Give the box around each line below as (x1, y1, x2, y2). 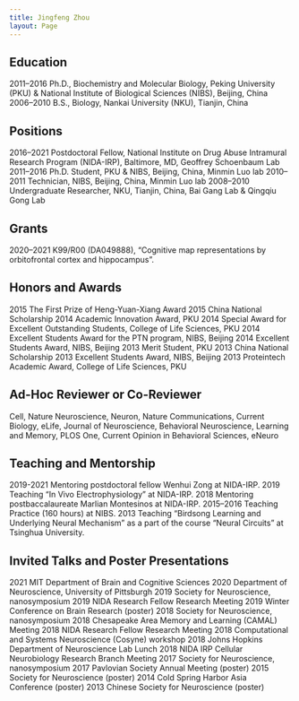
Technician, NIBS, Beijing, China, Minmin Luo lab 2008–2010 (27, 176, 251, 186)
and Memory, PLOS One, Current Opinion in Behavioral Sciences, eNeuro (9, 429, 279, 440)
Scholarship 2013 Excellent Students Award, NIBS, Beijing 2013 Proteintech (9, 351, 286, 362)
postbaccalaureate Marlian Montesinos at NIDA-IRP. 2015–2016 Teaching (9, 498, 279, 509)
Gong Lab (9, 195, 46, 206)
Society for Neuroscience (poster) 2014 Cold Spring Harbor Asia (9, 672, 248, 683)
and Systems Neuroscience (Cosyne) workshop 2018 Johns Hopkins (9, 634, 263, 645)
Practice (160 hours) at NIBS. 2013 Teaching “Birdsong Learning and (9, 508, 261, 519)
